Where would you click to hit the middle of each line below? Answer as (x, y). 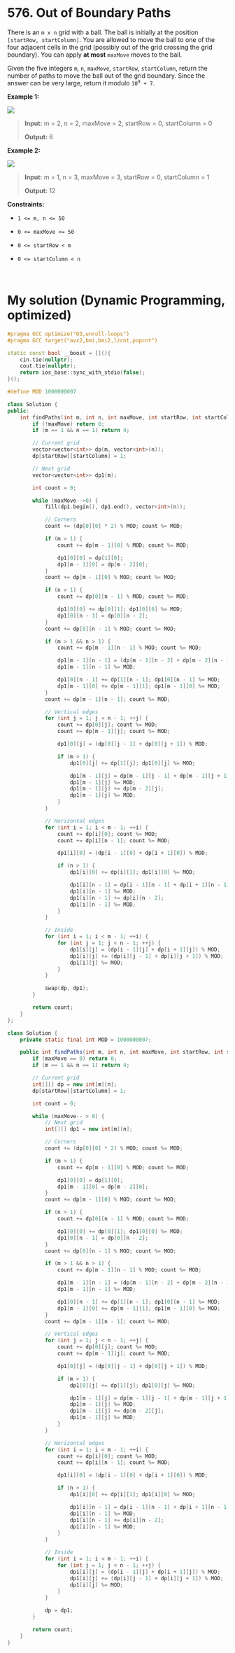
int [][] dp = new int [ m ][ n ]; (75, 1084)
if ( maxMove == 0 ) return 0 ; (75, 1059)
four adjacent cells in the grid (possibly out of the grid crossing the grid (110, 47)
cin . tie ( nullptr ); (47, 360)
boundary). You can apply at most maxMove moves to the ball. (95, 55)
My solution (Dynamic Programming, (116, 301)
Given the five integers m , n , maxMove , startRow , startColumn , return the (107, 68)
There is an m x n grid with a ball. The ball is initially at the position (103, 32)
